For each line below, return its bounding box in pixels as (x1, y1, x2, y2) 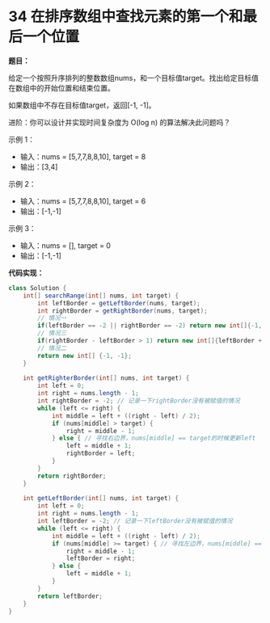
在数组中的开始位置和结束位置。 (8, 82, 115, 93)
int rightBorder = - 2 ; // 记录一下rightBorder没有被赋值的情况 (37, 397, 240, 405)
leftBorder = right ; (65, 554, 136, 562)
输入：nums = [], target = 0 (19, 240, 112, 250)
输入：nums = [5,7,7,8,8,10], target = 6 (19, 196, 146, 206)
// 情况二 (37, 344, 67, 352)
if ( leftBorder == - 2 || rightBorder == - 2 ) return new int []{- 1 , (37, 322, 263, 330)
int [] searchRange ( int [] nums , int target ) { (23, 292, 179, 300)
